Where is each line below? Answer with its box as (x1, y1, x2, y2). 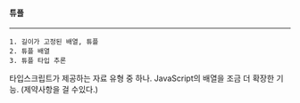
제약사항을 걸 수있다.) (23, 84, 98, 95)
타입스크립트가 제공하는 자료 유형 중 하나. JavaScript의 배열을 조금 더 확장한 (9, 73, 275, 83)
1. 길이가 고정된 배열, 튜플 (9, 37, 99, 47)
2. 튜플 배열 (9, 47, 51, 56)
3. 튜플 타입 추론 (9, 57, 67, 66)
